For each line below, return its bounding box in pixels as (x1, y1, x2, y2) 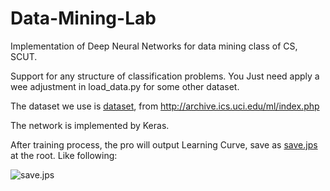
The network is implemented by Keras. (10, 119, 170, 131)
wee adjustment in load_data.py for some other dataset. (10, 80, 240, 92)
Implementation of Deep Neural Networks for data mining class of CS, (10, 40, 298, 52)
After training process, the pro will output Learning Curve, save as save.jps (10, 138, 318, 151)
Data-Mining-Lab (10, 7, 157, 30)
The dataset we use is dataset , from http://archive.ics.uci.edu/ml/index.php (10, 100, 320, 112)
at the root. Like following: (10, 149, 118, 161)
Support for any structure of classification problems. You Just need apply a (10, 70, 320, 82)
